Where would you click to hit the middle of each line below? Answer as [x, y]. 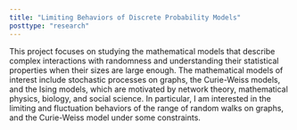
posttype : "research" [49, 26]
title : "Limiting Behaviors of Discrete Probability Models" [125, 17]
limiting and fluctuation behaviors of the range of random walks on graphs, [146, 108]
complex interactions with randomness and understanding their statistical [144, 61]
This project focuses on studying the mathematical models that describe [142, 51]
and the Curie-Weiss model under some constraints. [105, 118]
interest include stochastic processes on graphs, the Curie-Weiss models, [145, 79]
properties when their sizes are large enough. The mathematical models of [146, 70]
